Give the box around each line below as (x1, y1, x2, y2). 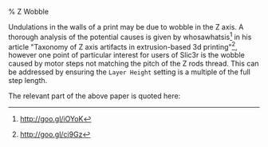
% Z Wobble (8, 7, 49, 16)
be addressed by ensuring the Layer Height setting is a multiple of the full (8, 67, 251, 77)
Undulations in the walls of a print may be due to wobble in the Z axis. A (8, 22, 244, 31)
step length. (8, 76, 48, 85)
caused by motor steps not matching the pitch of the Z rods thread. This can (8, 59, 259, 69)
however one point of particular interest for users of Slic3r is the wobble (8, 50, 245, 60)
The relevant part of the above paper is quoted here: (8, 91, 181, 101)
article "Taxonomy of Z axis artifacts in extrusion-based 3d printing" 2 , (8, 40, 238, 51)
